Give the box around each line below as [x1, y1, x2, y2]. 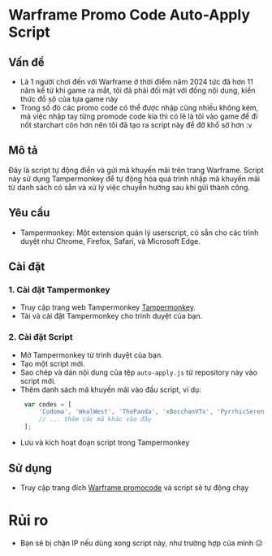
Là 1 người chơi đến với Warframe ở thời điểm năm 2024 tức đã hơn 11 [19, 77, 253, 86]
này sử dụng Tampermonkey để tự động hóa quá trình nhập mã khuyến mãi [8, 173, 261, 184]
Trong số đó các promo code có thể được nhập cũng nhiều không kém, [19, 103, 259, 112]
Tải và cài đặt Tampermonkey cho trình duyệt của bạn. [19, 311, 203, 321]
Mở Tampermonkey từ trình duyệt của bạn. [19, 350, 164, 359]
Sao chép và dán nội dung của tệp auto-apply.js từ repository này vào [19, 367, 258, 377]
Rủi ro [8, 511, 49, 530]
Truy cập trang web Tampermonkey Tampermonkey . [19, 302, 196, 312]
